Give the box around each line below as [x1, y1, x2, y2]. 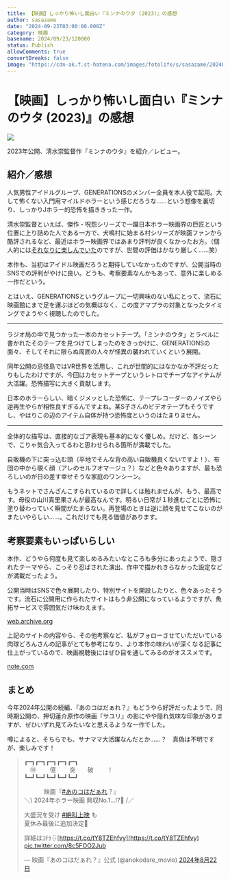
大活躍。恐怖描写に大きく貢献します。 [7, 379, 115, 388]
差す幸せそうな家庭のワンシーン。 [49, 472, 145, 481]
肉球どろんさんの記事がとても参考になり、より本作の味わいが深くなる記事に [7, 640, 222, 648]
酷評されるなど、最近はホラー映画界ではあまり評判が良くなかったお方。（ [7, 238, 214, 246]
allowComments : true [7, 49, 66, 56]
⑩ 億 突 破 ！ [29, 766, 114, 773]
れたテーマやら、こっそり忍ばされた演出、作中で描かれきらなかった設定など [7, 563, 223, 571]
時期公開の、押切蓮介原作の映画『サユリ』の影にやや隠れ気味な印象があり [7, 712, 217, 720]
